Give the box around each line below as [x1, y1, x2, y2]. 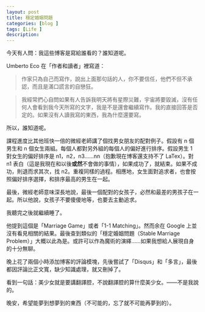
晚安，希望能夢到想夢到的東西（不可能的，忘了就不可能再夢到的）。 [6, 299, 175, 306]
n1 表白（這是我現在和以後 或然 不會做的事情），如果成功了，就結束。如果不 [6, 160, 192, 168]
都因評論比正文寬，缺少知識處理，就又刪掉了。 [6, 266, 124, 273]
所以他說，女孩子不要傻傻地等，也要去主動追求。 [16, 196, 140, 204]
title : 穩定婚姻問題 [6, 15, 53, 21]
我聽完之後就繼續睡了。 [6, 209, 65, 217]
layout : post [6, 9, 40, 15]
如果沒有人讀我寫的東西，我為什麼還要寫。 [37, 111, 145, 119]
